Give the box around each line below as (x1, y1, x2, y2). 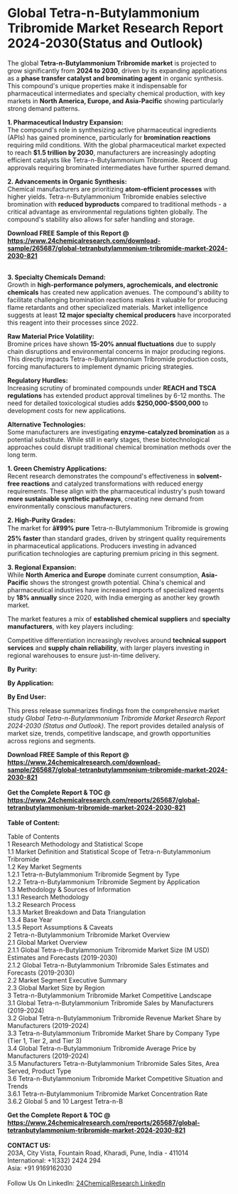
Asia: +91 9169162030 (7, 1163, 72, 1172)
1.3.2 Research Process (7, 900, 76, 908)
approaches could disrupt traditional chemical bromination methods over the (7, 443, 232, 451)
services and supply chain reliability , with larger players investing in (7, 643, 210, 652)
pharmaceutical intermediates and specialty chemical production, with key (7, 89, 225, 98)
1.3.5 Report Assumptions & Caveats (7, 923, 114, 931)
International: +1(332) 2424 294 (7, 1156, 101, 1165)
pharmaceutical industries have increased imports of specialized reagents (7, 585, 225, 594)
